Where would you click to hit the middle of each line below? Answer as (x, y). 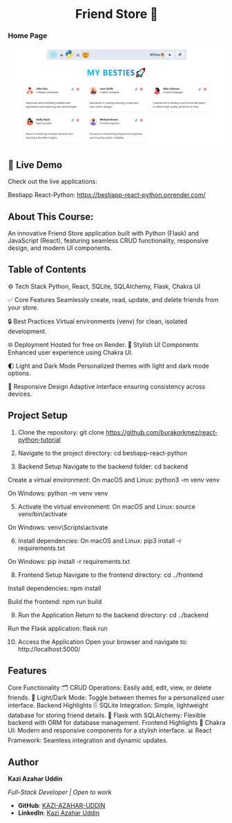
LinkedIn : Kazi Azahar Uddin (58, 813)
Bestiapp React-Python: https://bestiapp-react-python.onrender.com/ (107, 195)
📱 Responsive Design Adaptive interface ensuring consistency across (107, 386)
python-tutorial (39, 439)
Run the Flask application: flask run (58, 628)
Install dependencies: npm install (55, 588)
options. (20, 373)
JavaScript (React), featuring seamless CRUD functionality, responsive (108, 240)
